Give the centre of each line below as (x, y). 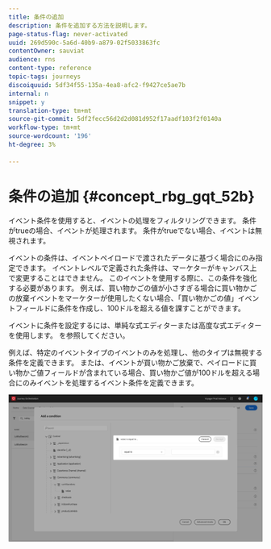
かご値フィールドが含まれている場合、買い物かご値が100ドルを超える (138, 372)
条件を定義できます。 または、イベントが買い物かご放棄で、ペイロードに (129, 362)
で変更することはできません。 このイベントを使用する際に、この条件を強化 (133, 277)
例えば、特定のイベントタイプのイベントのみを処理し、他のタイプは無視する (135, 352)
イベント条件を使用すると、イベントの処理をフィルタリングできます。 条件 (132, 220)
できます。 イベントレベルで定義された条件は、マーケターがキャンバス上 (136, 268)
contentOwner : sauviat (46, 51)
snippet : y (27, 102)
